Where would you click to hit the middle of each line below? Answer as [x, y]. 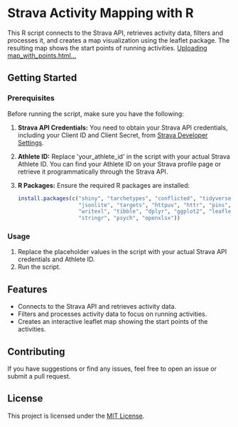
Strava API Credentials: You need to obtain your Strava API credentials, [123, 127]
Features [27, 289]
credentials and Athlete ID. [56, 259]
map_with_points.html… [42, 56]
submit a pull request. [39, 376]
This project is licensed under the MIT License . [76, 416]
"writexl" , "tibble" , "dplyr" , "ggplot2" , [142, 211]
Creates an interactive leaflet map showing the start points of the [113, 322]
